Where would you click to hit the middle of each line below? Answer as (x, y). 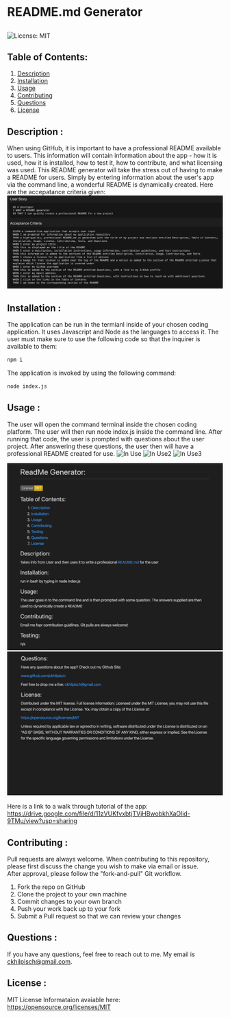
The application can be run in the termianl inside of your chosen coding (108, 325)
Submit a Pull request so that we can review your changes (99, 916)
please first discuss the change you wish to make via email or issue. (103, 866)
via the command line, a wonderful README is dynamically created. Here (110, 185)
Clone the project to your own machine (72, 894)
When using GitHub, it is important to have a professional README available (114, 148)
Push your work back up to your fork (69, 909)
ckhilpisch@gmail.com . (40, 961)
